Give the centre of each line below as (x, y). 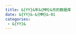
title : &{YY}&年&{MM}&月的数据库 (38, 10)
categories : (18, 19)
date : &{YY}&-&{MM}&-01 (30, 14)
